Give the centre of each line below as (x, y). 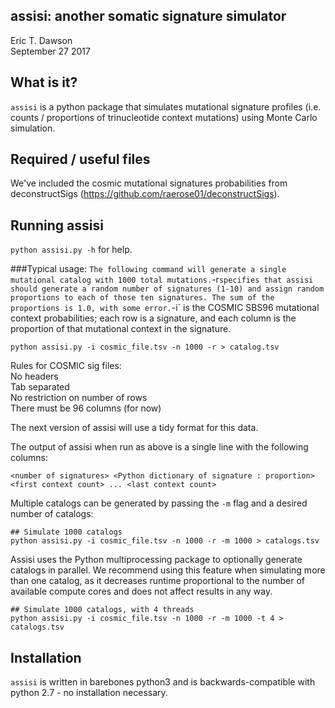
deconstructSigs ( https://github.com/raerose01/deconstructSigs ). (145, 194)
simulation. (33, 128)
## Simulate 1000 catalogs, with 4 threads (102, 610)
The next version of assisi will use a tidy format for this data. (134, 428)
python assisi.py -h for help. (71, 250)
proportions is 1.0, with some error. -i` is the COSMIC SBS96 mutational (165, 308)
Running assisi (57, 225)
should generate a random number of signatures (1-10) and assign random (167, 289)
